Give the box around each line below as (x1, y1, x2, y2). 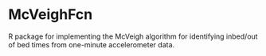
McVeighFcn (8, 6, 93, 24)
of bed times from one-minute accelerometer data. (8, 39, 175, 49)
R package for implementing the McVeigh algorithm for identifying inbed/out (8, 32, 258, 41)
